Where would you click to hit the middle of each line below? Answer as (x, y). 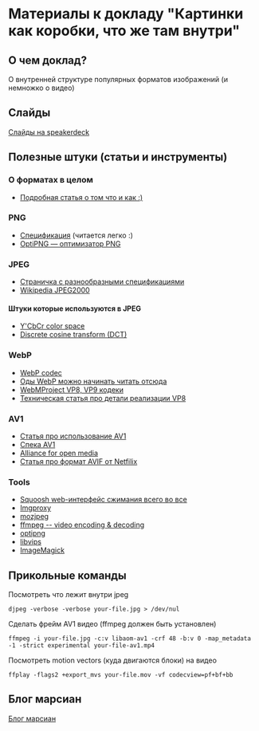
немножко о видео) (41, 88)
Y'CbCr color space (52, 326)
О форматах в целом (51, 180)
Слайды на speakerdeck (49, 132)
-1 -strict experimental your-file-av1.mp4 (82, 646)
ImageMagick (42, 550)
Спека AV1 (37, 444)
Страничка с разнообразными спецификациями (102, 282)
